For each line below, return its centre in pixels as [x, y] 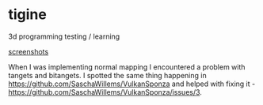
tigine [28, 15]
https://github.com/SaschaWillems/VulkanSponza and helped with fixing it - [132, 84]
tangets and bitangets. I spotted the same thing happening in [108, 75]
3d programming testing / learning [64, 36]
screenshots [29, 51]
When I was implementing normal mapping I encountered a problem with [127, 67]
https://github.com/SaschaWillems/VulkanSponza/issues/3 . [105, 92]
